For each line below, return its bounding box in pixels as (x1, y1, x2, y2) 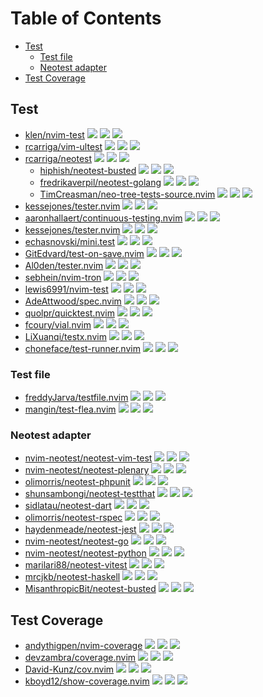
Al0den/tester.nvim (24, 259, 104, 271)
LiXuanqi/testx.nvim (24, 330, 107, 342)
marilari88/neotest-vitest (24, 559, 128, 571)
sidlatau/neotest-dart (24, 500, 112, 512)
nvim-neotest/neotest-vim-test (24, 452, 153, 464)
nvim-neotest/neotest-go (24, 535, 129, 547)
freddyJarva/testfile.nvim (24, 392, 129, 404)
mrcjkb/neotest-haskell (24, 571, 121, 583)
